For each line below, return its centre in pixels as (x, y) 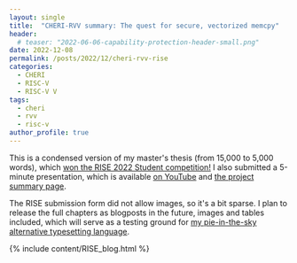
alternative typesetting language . (70, 231)
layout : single (37, 17)
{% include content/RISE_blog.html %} (79, 248)
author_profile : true (49, 133)
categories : (31, 67)
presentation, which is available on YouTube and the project (145, 176)
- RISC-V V (37, 91)
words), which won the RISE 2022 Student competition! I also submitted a (143, 167)
